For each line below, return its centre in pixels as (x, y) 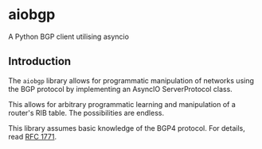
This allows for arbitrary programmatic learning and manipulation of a (122, 104)
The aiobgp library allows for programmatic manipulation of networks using (131, 80)
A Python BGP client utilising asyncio (69, 36)
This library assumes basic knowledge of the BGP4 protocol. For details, (127, 128)
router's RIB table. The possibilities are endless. (86, 113)
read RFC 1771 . (33, 136)
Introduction (40, 61)
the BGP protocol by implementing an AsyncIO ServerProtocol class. (120, 89)
